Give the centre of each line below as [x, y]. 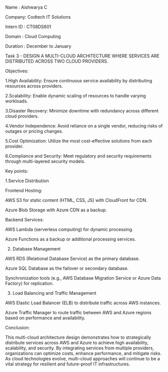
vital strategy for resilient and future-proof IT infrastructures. [68, 364]
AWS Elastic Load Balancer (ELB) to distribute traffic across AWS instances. [83, 303]
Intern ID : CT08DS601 [28, 27]
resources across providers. [34, 86]
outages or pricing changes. [34, 131]
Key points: [17, 171]
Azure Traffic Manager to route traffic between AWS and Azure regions [78, 313]
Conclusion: [17, 328]
